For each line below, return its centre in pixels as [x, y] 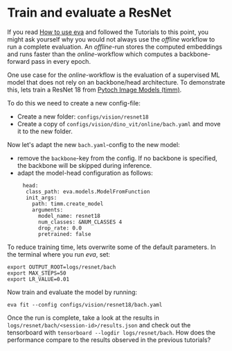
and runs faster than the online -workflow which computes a [92, 54]
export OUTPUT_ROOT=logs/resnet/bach [62, 267]
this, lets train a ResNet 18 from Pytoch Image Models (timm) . [95, 89]
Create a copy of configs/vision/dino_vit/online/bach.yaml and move [119, 123]
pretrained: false [64, 234]
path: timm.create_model [68, 204]
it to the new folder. [45, 131]
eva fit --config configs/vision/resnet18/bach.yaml [85, 305]
